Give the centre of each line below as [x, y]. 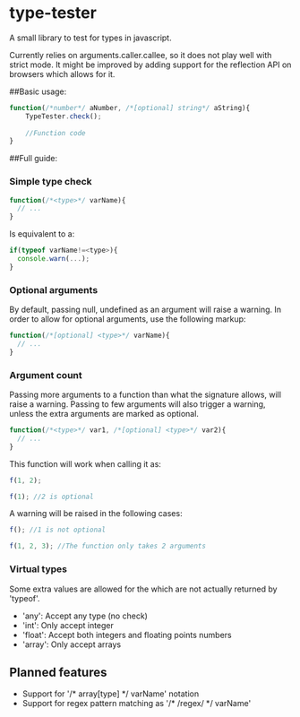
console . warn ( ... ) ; [54, 259]
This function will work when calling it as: [85, 463]
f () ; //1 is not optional [57, 530]
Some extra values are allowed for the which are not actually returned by [143, 589]
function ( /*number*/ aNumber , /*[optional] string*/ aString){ [130, 108]
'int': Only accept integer [68, 625]
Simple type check [51, 182]
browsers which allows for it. [62, 73]
